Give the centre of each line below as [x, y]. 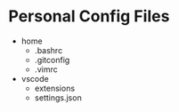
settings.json [58, 97]
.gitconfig [52, 60]
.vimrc [46, 69]
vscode [35, 78]
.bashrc [49, 50]
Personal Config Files [89, 16]
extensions [55, 88]
